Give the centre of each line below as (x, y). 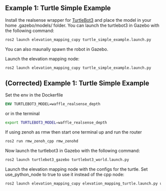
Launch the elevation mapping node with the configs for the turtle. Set (77, 169)
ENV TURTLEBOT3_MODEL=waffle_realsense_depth (53, 104)
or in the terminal (22, 114)
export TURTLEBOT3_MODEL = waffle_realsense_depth (56, 123)
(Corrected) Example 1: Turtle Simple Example (77, 83)
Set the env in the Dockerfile (34, 95)
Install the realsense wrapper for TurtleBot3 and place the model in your (78, 20)
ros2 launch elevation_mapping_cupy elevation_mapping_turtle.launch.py (82, 183)
